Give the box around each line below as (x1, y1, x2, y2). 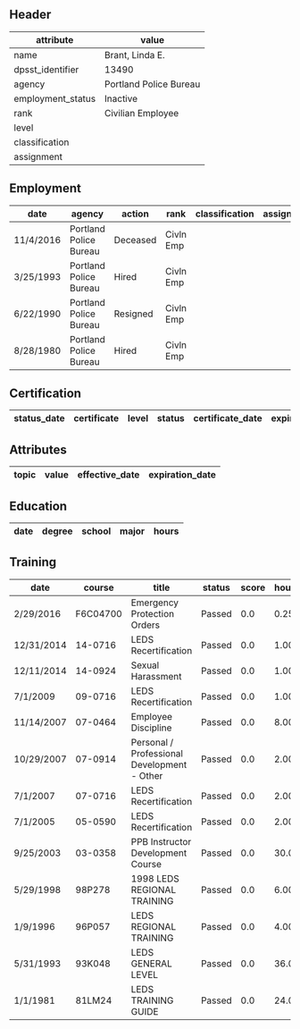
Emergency (130, 596, 179, 609)
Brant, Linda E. (104, 48, 165, 61)
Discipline (130, 721, 172, 734)
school (81, 525, 112, 537)
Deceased (113, 233, 157, 246)
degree (41, 525, 73, 537)
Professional (130, 746, 183, 759)
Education (9, 498, 68, 513)
